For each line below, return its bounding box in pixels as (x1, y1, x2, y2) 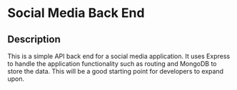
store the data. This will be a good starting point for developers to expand (7, 67, 223, 75)
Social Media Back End (7, 5, 145, 21)
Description (7, 33, 61, 45)
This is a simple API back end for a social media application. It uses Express (7, 52, 231, 60)
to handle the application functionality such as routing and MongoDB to (7, 60, 217, 68)
